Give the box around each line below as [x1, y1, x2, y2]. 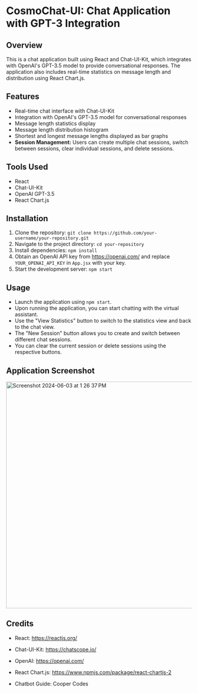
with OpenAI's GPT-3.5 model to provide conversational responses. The [6, 62, 181, 69]
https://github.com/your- [93, 230, 157, 237]
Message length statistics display [14, 120, 96, 127]
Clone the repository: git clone [14, 229, 91, 237]
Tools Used [6, 162, 48, 172]
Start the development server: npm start [14, 265, 113, 272]
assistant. [14, 311, 38, 318]
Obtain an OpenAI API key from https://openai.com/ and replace [14, 253, 170, 260]
